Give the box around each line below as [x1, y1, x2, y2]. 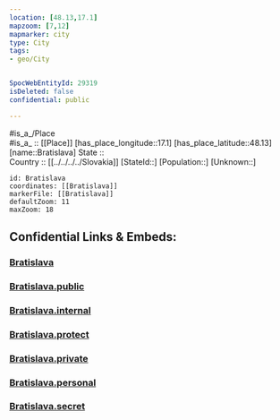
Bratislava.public [9, 279, 85, 292]
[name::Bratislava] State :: [9, 147, 105, 158]
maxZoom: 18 [9, 205, 54, 214]
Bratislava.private [9, 352, 89, 364]
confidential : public [9, 95, 90, 104]
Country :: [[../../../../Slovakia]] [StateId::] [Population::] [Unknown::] [9, 156, 257, 167]
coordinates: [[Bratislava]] [9, 181, 118, 191]
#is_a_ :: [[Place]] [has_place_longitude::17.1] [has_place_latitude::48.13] [9, 137, 273, 148]
